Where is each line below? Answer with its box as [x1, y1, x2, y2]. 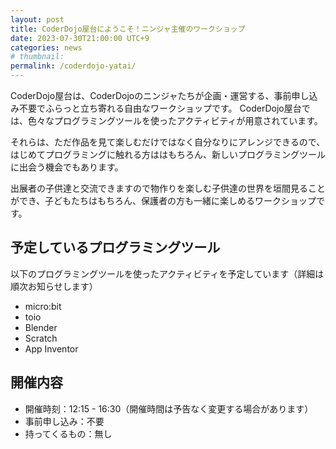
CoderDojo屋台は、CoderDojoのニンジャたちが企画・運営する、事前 [10, 90, 292, 101]
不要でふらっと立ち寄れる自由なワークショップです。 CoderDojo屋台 [18, 102, 302, 114]
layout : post [10, 14, 65, 25]
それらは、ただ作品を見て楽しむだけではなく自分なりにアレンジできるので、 [10, 136, 326, 148]
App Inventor [24, 342, 79, 355]
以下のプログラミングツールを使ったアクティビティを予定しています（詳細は [10, 267, 325, 280]
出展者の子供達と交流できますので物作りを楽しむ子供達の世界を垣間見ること [10, 182, 326, 194]
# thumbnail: [10, 52, 65, 62]
